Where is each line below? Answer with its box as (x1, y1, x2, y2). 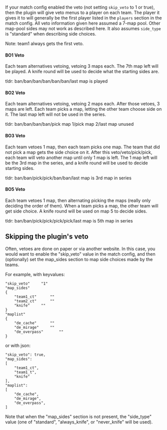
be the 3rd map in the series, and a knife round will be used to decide (5, 160, 148, 166)
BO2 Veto (5, 90, 25, 96)
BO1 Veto (5, 52, 24, 58)
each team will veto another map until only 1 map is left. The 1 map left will (5, 154, 157, 160)
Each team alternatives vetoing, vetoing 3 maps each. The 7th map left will (5, 63, 158, 69)
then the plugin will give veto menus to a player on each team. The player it (5, 10, 160, 16)
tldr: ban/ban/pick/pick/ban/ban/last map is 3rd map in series (5, 175, 131, 181)
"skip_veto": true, (5, 352, 46, 357)
